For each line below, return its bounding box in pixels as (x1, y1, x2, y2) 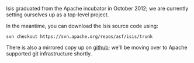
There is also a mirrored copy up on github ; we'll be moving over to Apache (6, 44, 188, 51)
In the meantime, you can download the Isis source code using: (6, 23, 159, 29)
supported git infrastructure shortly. (6, 50, 92, 57)
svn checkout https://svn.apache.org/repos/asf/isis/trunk (6, 34, 153, 40)
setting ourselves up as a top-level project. (6, 11, 109, 18)
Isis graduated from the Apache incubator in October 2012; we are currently (6, 5, 189, 12)
